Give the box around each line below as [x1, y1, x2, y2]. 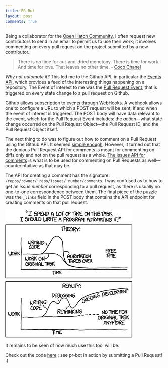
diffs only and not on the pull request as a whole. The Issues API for [5, 152, 145, 158]
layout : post [5, 13, 33, 19]
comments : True [5, 19, 37, 24]
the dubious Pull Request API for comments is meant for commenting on [5, 147, 155, 153]
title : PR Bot [5, 8, 35, 13]
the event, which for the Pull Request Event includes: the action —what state [5, 116, 162, 122]
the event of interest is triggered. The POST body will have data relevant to [5, 111, 160, 117]
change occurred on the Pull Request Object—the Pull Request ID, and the [5, 121, 159, 127]
